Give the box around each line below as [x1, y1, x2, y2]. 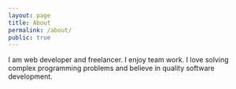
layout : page [8, 11, 51, 20]
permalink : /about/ [8, 26, 72, 34]
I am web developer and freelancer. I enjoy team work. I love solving [8, 55, 230, 65]
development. [8, 72, 53, 81]
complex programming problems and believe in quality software [8, 64, 215, 73]
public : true [8, 33, 51, 42]
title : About [8, 19, 51, 27]
